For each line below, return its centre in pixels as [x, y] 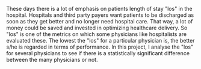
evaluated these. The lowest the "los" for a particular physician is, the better [100, 40]
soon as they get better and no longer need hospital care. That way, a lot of [100, 21]
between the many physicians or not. [52, 60]
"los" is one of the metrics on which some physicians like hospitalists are [97, 34]
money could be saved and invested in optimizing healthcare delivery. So [97, 28]
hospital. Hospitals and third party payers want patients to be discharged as [100, 15]
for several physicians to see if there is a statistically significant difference [98, 53]
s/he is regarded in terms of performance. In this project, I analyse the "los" [100, 47]
